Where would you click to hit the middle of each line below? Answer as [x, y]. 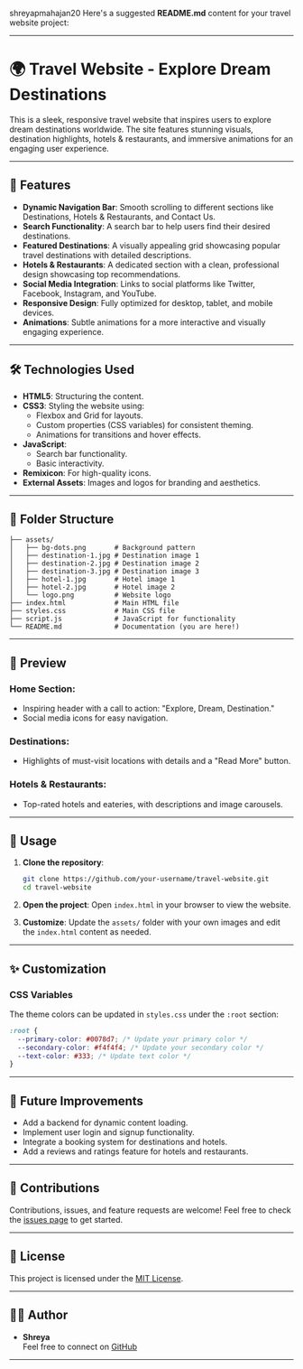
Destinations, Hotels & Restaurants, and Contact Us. [119, 217]
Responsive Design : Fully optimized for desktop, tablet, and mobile [147, 303]
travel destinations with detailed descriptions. [107, 255]
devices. [38, 312]
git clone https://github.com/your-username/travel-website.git [146, 880]
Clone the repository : [63, 862]
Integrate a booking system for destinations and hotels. [125, 1142]
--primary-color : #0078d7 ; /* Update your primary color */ [133, 1039]
